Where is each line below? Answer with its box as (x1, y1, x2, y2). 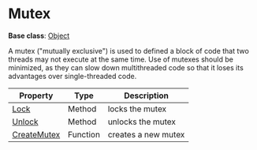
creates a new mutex (107, 129, 185, 140)
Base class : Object (8, 31, 70, 40)
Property (19, 90, 54, 101)
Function (68, 129, 101, 140)
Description (123, 90, 169, 101)
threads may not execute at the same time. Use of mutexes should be (8, 54, 234, 64)
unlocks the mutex (107, 116, 176, 127)
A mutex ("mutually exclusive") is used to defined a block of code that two (8, 46, 250, 55)
